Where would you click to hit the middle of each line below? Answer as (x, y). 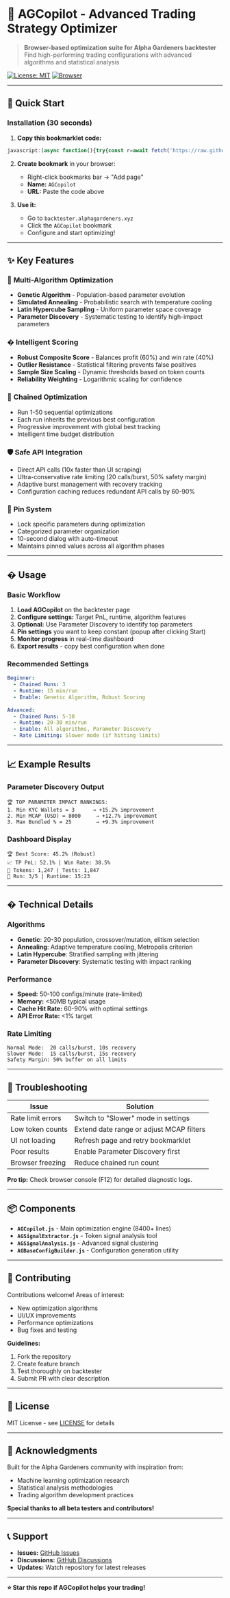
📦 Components (41, 1208)
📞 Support (28, 1536)
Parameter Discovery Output (56, 787)
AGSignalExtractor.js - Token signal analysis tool (87, 1236)
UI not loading (33, 1141)
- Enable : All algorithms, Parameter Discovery (82, 729)
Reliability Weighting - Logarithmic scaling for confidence (100, 379)
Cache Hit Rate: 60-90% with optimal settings (82, 1009)
